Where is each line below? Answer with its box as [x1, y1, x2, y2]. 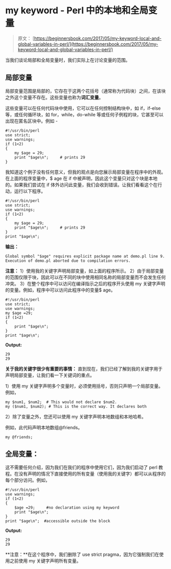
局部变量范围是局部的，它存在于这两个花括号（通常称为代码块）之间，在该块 [5, 88, 166, 94]
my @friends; [5, 434, 33, 439]
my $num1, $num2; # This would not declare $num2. [5, 399, 117, 405]
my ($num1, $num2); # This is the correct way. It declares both [5, 404, 147, 409]
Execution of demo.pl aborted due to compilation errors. [5, 258, 131, 263]
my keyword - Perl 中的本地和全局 [5, 5, 149, 16]
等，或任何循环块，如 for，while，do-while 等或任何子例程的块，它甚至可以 [5, 111, 164, 117]
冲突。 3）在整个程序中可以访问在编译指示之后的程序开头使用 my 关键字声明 [5, 280, 165, 286]
